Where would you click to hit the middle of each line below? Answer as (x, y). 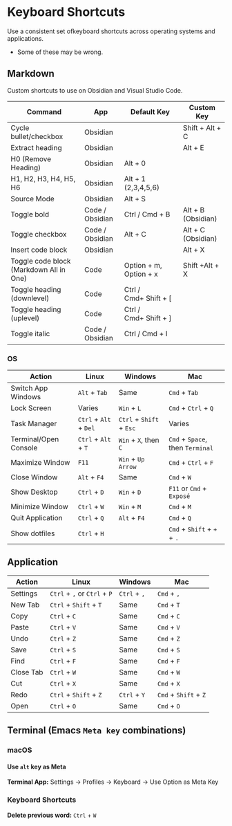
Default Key (150, 111)
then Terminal (191, 448)
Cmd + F (169, 661)
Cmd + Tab (184, 393)
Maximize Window (40, 463)
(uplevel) (25, 318)
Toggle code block (41, 261)
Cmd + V (169, 627)
